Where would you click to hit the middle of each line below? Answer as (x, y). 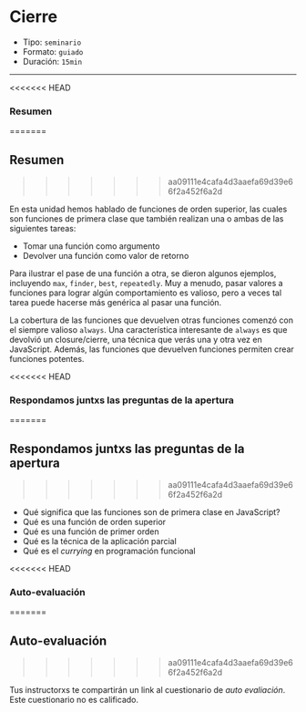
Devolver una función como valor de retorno (106, 256)
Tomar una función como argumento (91, 246)
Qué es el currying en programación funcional (109, 551)
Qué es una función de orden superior (94, 522)
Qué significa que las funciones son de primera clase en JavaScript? (151, 512)
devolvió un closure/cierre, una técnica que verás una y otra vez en (136, 340)
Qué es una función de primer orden (91, 531)
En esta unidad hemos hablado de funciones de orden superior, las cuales (148, 209)
